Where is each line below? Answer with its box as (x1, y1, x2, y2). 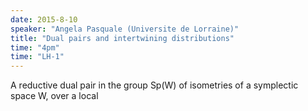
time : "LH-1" (10, 52, 65, 62)
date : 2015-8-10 (10, 14, 78, 25)
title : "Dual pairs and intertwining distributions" (10, 33, 235, 43)
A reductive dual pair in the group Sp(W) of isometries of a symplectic (10, 79, 299, 91)
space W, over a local (10, 90, 99, 102)
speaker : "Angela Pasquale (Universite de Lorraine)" (10, 24, 240, 34)
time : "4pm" (10, 42, 60, 53)
